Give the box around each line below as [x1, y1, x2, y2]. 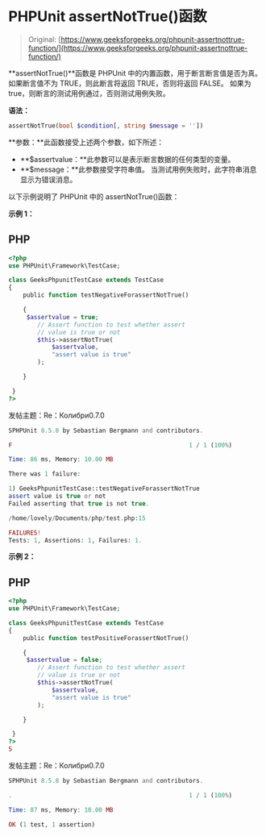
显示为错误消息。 [19, 174, 77, 184]
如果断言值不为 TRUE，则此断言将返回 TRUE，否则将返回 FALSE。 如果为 [8, 78, 251, 88]
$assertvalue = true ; [26, 313, 99, 321]
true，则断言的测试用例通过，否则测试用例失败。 [8, 88, 171, 98]
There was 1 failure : [8, 470, 81, 478]
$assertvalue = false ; [26, 656, 103, 664]
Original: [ [27, 34, 61, 44]
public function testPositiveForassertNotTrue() [23, 634, 189, 642]
